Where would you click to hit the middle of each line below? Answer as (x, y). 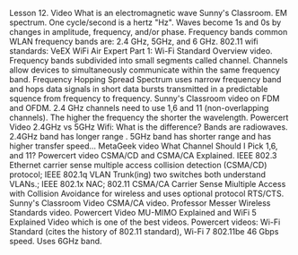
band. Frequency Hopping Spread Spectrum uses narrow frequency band (145, 79)
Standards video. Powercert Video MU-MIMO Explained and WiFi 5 (133, 212)
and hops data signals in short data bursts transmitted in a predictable (139, 89)
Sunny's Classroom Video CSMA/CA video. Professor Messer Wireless (140, 203)
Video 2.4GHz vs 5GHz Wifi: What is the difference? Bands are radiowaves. (149, 127)
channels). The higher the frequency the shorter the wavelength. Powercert (149, 117)
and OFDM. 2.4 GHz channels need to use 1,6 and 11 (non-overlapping (139, 108)
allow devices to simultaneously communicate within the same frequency (145, 70)
